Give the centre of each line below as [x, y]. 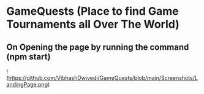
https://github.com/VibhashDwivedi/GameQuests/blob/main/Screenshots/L [103, 78]
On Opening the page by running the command [98, 47]
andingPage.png [27, 84]
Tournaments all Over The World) [93, 24]
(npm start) [28, 57]
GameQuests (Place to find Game [93, 11]
